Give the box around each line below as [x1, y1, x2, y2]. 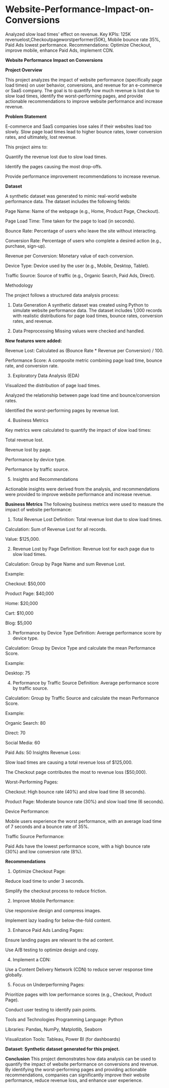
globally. [5, 971, 23, 978]
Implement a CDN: [12, 956, 51, 962]
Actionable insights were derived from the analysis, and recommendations [5, 485, 160, 492]
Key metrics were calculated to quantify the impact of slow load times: [5, 427, 151, 433]
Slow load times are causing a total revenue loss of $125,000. [5, 759, 133, 765]
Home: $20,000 [5, 600, 38, 606]
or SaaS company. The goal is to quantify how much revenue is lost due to [5, 87, 160, 93]
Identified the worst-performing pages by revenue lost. [5, 407, 120, 414]
